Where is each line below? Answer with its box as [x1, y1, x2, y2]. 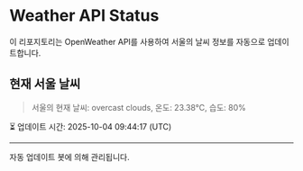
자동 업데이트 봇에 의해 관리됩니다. [9, 151, 130, 162]
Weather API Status [9, 5, 160, 26]
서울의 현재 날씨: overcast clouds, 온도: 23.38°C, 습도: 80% [31, 102, 246, 112]
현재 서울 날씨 [9, 76, 81, 92]
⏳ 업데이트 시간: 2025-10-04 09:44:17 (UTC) [9, 121, 172, 131]
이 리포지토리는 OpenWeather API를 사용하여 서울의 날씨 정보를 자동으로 [9, 36, 266, 47]
